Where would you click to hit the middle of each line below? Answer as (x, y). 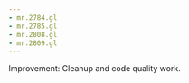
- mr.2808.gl (33, 34)
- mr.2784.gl (33, 18)
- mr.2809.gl (33, 43)
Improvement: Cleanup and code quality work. (95, 69)
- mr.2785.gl (33, 26)
